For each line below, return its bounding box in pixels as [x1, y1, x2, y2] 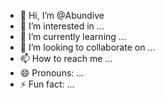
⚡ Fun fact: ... [19, 78, 75, 90]
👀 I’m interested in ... [19, 20, 105, 32]
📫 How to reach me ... [19, 53, 113, 64]
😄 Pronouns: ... [19, 67, 85, 79]
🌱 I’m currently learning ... [19, 31, 127, 42]
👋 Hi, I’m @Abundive [19, 10, 105, 21]
